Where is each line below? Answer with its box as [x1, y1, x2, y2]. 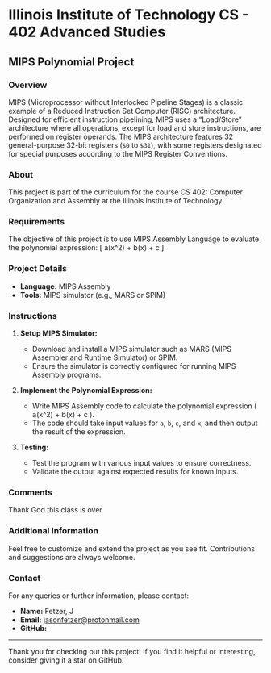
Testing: [19, 442, 49, 453]
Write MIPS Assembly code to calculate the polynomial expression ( [31, 401, 257, 411]
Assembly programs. [31, 370, 102, 380]
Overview [8, 79, 48, 90]
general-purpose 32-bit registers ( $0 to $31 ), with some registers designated [8, 140, 262, 150]
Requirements [8, 216, 65, 228]
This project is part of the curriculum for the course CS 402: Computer [8, 187, 244, 197]
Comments [8, 487, 52, 498]
